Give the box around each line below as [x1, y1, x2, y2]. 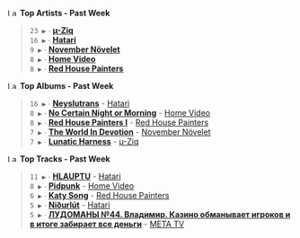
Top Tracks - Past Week [19, 154, 110, 164]
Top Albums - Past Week [19, 81, 114, 91]
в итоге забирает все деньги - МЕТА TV [29, 219, 185, 229]
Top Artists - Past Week [19, 8, 110, 18]
